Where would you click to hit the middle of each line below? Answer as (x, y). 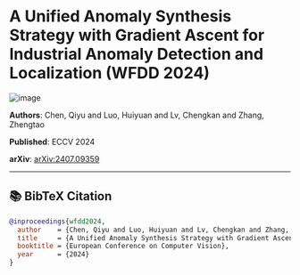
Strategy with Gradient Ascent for (137, 35)
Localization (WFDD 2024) (109, 73)
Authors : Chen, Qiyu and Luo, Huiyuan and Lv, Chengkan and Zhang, (137, 115)
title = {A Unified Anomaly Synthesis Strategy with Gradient (143, 238)
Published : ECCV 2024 (52, 142)
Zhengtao (27, 124)
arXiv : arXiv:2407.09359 (54, 158)
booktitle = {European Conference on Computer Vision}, (123, 247)
